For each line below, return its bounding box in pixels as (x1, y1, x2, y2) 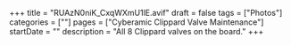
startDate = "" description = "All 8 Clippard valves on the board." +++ (9, 26, 264, 36)
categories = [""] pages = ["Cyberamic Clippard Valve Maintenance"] (9, 17, 264, 27)
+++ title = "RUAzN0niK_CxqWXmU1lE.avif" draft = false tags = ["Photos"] (9, 8, 283, 18)
